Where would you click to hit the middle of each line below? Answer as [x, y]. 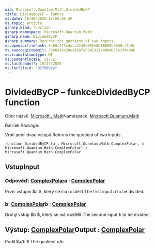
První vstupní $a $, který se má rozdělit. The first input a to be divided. [75, 191]
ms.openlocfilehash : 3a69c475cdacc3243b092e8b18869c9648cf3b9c [70, 46]
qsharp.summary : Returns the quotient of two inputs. [61, 41]
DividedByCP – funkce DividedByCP [77, 92]
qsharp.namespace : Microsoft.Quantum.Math [48, 32]
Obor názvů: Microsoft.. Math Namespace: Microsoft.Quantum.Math [72, 116]
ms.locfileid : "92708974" [31, 68]
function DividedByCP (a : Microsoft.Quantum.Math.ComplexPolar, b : [77, 144]
